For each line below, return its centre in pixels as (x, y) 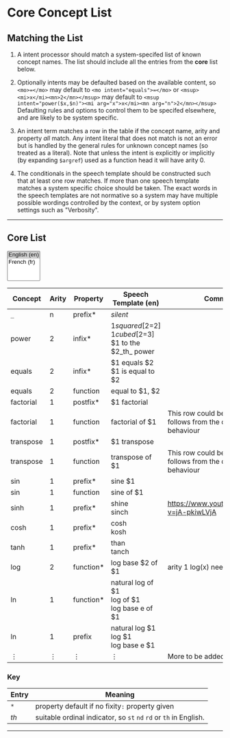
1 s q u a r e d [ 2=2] (136, 326)
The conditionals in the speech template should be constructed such (114, 174)
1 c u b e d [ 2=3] (133, 334)
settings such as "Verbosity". (58, 210)
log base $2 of (134, 563)
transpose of (131, 457)
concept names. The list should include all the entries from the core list (117, 62)
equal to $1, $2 (136, 391)
